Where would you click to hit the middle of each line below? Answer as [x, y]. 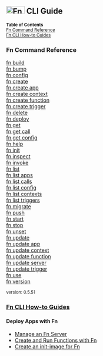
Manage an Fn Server [41, 334]
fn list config [21, 188]
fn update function [29, 257]
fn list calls [19, 182]
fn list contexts [24, 194]
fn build [15, 63]
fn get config [22, 138]
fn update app [23, 244]
